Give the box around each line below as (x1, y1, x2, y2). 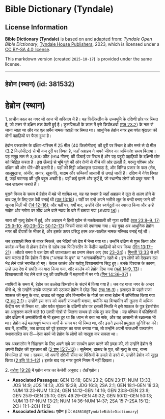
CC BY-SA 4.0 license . (5, 47, 51, 52)
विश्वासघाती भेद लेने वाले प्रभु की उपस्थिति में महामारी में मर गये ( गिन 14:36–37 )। (5, 272, 132, 278)
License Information (5, 23, 68, 31)
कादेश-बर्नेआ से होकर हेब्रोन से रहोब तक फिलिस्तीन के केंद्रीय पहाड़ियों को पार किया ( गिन (5, 244, 140, 250)
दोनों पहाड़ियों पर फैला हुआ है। (5, 133, 52, 139)
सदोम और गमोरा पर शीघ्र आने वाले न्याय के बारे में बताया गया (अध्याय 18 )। (5, 208, 120, 214)
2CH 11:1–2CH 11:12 (12, 403, 51, 409)
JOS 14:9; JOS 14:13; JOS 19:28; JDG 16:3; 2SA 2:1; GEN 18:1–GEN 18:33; (12, 382, 160, 389)
